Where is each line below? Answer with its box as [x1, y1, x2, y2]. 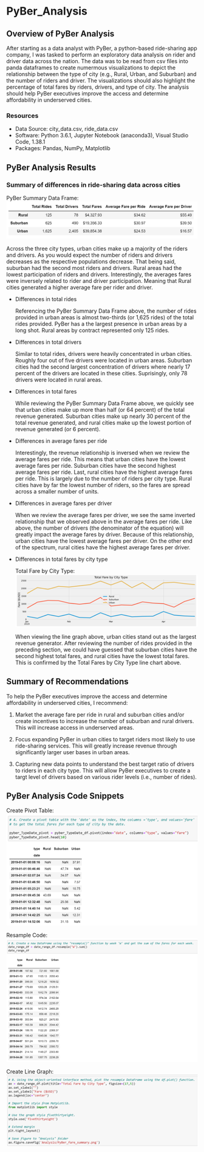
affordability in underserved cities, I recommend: [6, 699, 128, 706]
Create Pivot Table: [6, 807, 54, 814]
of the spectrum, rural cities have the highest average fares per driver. [15, 543, 191, 551]
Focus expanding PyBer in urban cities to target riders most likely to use [15, 735, 195, 743]
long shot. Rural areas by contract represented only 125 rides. [15, 327, 170, 334]
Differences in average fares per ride [15, 437, 107, 445]
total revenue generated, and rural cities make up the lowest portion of [15, 418, 192, 426]
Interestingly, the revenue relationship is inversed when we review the [15, 449, 190, 456]
